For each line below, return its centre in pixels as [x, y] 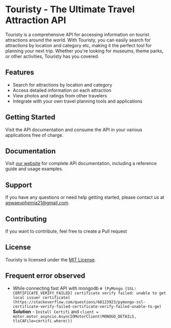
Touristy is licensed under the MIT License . [51, 259]
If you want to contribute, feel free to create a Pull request [66, 231]
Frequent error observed [45, 276]
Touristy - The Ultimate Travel [70, 9]
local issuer [27, 298]
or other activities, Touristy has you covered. [52, 56]
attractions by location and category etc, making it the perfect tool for [79, 45]
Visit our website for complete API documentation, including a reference [81, 163]
